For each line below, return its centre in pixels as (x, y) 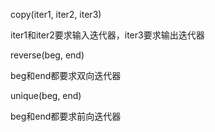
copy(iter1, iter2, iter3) (56, 14)
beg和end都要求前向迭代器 (66, 116)
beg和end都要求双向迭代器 (66, 75)
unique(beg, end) (46, 95)
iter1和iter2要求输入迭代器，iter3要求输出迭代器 (107, 35)
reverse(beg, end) (47, 55)
